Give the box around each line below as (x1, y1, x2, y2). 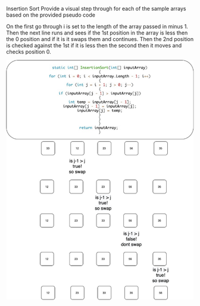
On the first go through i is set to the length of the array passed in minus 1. (6, 23, 189, 30)
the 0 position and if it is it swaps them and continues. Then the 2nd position (6, 36, 194, 42)
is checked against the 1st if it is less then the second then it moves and (6, 42, 182, 49)
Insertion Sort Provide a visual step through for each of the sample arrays (6, 5, 186, 12)
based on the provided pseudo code (6, 11, 95, 18)
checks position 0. (6, 48, 52, 55)
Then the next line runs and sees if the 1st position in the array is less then (6, 29, 188, 36)
